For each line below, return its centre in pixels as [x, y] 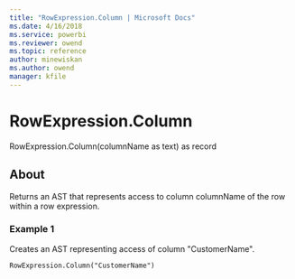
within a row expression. [55, 206]
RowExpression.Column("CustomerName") [82, 265]
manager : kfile [38, 77]
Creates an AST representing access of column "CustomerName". [132, 248]
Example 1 [32, 229]
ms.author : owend [42, 69]
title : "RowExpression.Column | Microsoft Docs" [102, 18]
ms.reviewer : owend [46, 43]
